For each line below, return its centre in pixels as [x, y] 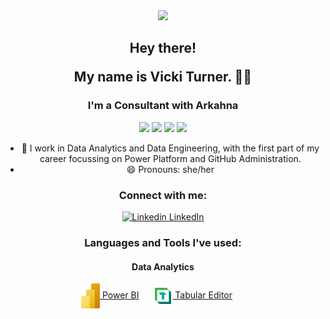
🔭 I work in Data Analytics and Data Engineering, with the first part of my [170, 148]
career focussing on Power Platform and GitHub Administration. [170, 158]
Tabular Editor [203, 295]
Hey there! [163, 48]
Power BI [120, 295]
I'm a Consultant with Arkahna [163, 106]
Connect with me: [163, 195]
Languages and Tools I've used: [163, 242]
